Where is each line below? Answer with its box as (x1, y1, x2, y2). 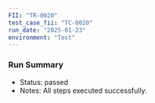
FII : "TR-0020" (8, 11, 58, 20)
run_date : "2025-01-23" (8, 26, 87, 34)
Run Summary (8, 60, 65, 71)
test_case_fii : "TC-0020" (8, 19, 93, 27)
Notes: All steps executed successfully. (19, 86, 147, 95)
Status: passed (19, 77, 68, 86)
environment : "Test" (8, 33, 76, 42)
